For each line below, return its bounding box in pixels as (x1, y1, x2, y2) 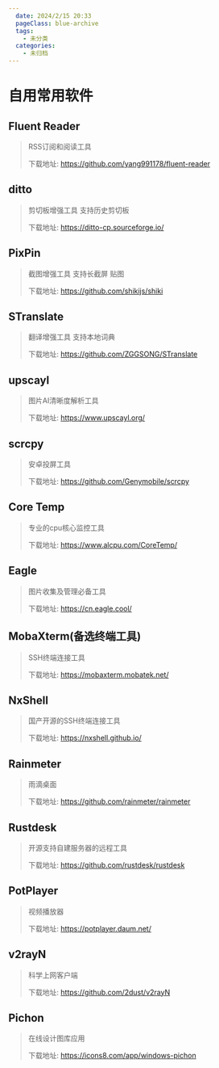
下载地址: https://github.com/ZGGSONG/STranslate (27, 349, 198, 360)
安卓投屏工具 (27, 460, 71, 469)
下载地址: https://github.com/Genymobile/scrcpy (27, 477, 190, 486)
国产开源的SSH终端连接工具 (27, 716, 121, 725)
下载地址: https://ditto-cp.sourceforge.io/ (27, 222, 164, 232)
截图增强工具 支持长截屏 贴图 (27, 268, 125, 279)
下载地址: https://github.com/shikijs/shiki (27, 286, 163, 296)
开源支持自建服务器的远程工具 (27, 843, 127, 852)
